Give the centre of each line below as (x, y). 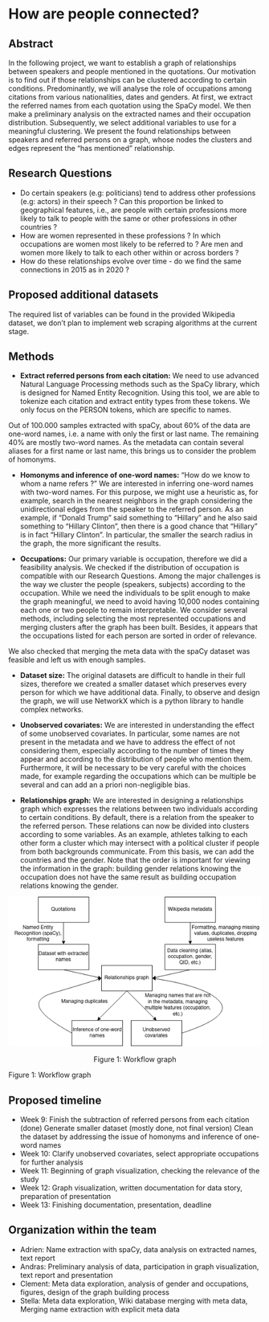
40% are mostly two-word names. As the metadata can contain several (126, 443)
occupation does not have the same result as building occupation (128, 877)
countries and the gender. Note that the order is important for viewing (135, 860)
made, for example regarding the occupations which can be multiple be (138, 777)
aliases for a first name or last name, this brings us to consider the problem (132, 451)
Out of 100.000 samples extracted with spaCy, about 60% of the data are (129, 426)
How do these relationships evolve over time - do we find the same (131, 261)
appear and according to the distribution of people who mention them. (136, 759)
